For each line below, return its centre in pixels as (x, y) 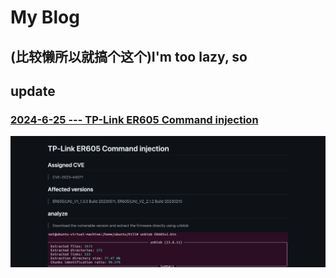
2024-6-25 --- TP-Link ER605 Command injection (134, 119)
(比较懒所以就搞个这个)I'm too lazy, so (129, 56)
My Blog (45, 17)
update (33, 91)
